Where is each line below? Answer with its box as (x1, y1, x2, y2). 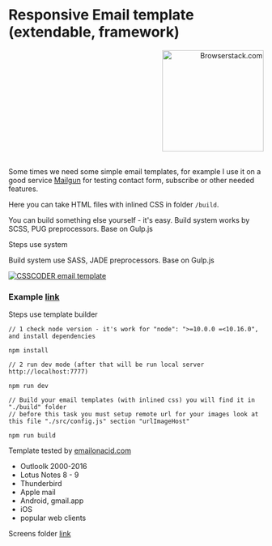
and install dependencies (8, 332, 96, 341)
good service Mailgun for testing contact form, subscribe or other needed (8, 175, 255, 185)
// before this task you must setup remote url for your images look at (8, 411, 259, 419)
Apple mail (19, 488, 56, 497)
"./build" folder (8, 403, 67, 412)
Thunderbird (19, 479, 62, 488)
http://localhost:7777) (8, 368, 89, 376)
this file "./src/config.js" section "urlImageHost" (8, 417, 190, 426)
